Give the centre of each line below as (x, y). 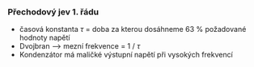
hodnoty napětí (44, 37)
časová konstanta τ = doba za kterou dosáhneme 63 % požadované (133, 30)
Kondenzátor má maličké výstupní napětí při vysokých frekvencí (126, 55)
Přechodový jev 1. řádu (53, 12)
